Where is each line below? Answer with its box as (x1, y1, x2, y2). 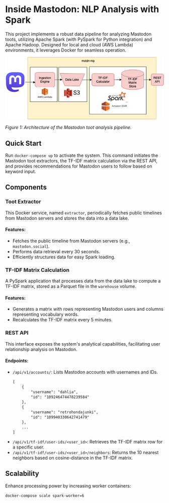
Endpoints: (5, 358, 29, 364)
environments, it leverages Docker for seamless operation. (5, 47, 127, 53)
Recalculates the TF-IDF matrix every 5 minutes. (12, 317, 113, 323)
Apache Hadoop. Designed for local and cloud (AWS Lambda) (5, 41, 133, 47)
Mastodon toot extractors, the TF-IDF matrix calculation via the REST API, (5, 158, 157, 164)
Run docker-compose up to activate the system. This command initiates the (5, 152, 158, 158)
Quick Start (5, 139, 42, 147)
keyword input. (5, 169, 36, 175)
